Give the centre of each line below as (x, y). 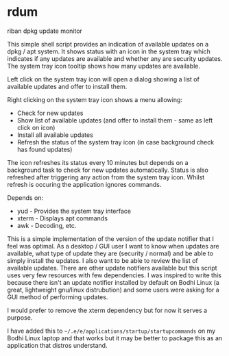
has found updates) (45, 149)
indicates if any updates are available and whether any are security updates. (115, 58)
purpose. (20, 317)
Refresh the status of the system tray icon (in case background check (116, 142)
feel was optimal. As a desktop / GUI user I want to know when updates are (113, 246)
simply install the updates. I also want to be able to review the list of (103, 260)
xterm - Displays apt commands (62, 218)
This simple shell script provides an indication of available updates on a (108, 44)
